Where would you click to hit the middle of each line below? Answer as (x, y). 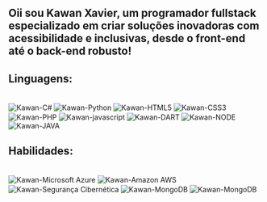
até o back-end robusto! (70, 51)
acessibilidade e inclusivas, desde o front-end (127, 38)
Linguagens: (40, 79)
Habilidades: (41, 151)
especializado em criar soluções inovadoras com (134, 26)
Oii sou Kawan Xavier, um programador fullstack (132, 13)
